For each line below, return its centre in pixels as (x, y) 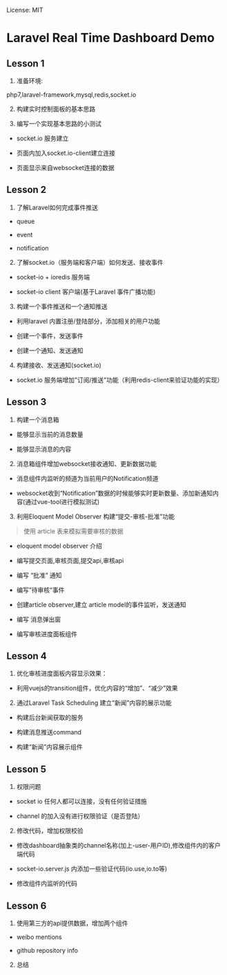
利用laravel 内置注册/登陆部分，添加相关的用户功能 (88, 321)
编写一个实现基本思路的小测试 (59, 123)
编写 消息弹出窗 (39, 619)
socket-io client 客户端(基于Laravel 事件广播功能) (86, 291)
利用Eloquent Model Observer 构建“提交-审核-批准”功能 (96, 516)
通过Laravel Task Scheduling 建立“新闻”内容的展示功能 (94, 703)
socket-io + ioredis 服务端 (53, 277)
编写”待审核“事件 (40, 590)
